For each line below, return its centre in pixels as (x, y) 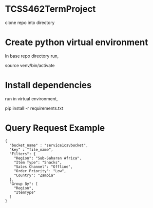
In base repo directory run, (32, 56)
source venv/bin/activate (30, 65)
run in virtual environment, (31, 98)
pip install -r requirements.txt (34, 108)
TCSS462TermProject (50, 9)
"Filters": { (23, 154)
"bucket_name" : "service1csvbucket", (49, 145)
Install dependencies (48, 85)
